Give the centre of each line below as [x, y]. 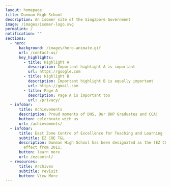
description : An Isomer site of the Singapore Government [68, 19]
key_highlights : [36, 57]
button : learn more [39, 152]
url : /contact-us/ [38, 52]
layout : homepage [24, 10]
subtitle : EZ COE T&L [42, 138]
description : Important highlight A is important [82, 67]
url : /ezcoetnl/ [36, 157]
